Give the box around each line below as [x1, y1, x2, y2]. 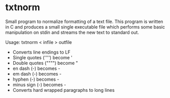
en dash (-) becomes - [12, 65, 61, 71]
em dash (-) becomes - [12, 70, 62, 77]
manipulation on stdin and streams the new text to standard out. [5, 29, 139, 35]
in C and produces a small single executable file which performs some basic [5, 23, 165, 30]
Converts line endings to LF [12, 49, 71, 55]
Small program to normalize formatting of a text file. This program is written [5, 18, 163, 24]
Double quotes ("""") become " [12, 60, 78, 66]
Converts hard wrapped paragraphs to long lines [12, 87, 115, 93]
